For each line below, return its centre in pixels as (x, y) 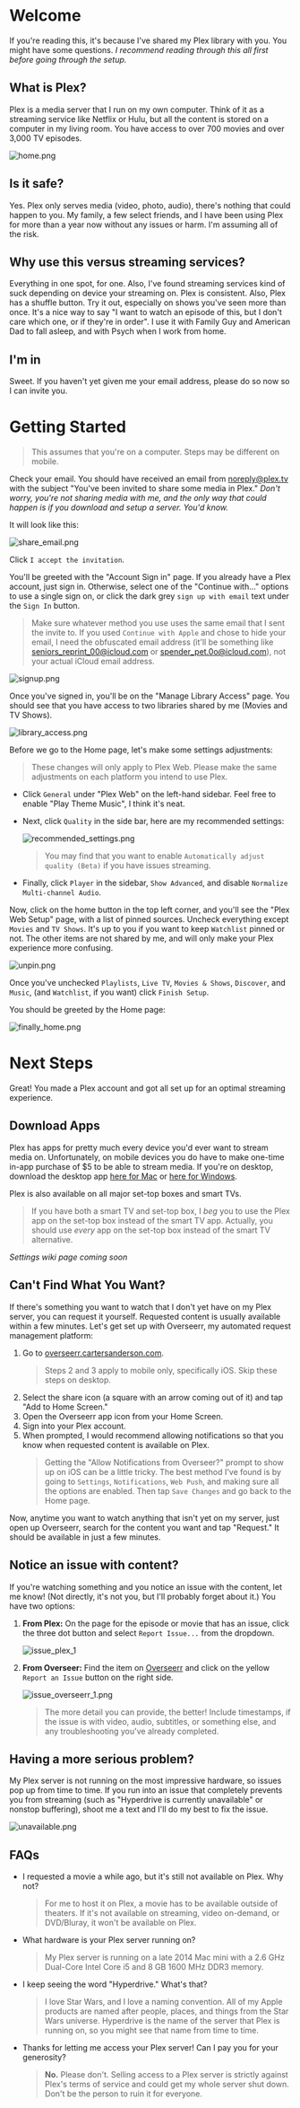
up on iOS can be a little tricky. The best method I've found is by (163, 1471)
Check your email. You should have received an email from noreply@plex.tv (149, 479)
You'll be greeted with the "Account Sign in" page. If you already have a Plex (150, 577)
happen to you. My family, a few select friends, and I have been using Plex (146, 215)
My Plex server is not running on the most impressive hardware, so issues (146, 1781)
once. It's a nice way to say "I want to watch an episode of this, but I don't (146, 312)
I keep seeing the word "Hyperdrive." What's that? (115, 1984)
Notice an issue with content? (94, 1565)
